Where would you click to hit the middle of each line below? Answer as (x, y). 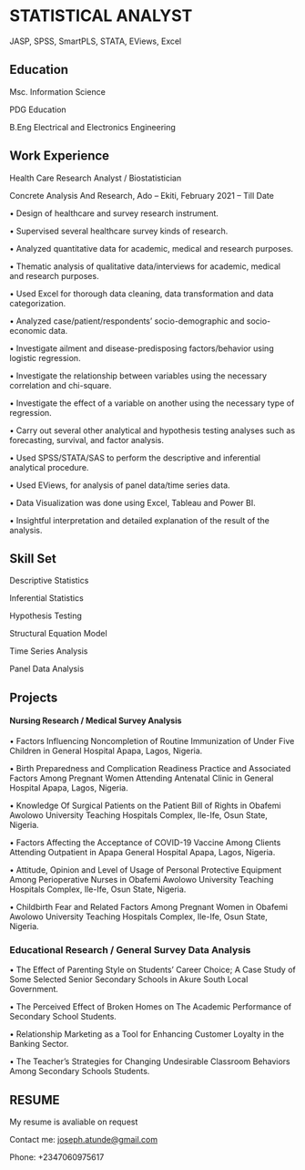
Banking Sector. (39, 1044)
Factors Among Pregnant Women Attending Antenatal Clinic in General (142, 778)
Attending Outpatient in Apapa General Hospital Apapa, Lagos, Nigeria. (142, 852)
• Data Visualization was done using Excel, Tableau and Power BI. (133, 502)
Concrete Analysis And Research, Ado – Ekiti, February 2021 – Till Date (142, 195)
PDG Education (38, 109)
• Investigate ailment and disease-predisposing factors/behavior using (142, 348)
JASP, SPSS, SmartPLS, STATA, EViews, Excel (96, 41)
